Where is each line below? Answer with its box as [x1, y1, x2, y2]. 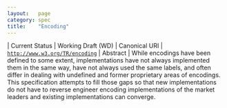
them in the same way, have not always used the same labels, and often [7, 63, 212, 72]
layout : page [7, 10, 51, 17]
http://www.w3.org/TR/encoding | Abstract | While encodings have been [7, 49, 211, 57]
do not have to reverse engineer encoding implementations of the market [7, 85, 215, 94]
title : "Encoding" [7, 23, 70, 30]
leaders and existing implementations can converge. [7, 93, 156, 101]
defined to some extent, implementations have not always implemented [7, 56, 210, 65]
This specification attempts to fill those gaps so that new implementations [7, 78, 217, 87]
